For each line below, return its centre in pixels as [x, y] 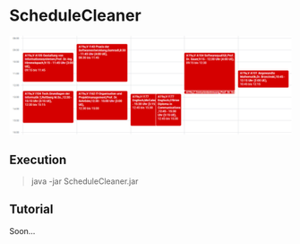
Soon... [22, 231]
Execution [38, 159]
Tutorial [31, 209]
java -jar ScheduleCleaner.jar [85, 181]
